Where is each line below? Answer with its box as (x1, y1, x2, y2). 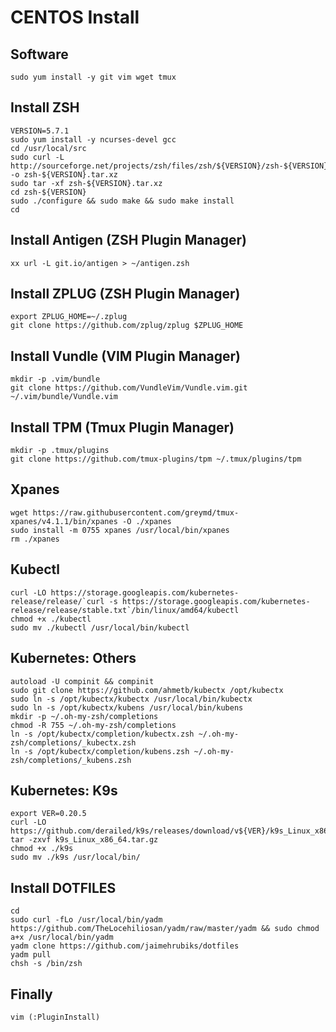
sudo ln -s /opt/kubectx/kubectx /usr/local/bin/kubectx (10, 694, 253, 704)
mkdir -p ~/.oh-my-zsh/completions (10, 711, 159, 721)
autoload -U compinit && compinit (10, 676, 155, 686)
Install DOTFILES (10, 879, 117, 896)
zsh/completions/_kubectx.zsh (10, 737, 137, 748)
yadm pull (10, 950, 52, 960)
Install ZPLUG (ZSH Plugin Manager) (10, 286, 241, 303)
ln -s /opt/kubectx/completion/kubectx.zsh (10, 729, 195, 739)
